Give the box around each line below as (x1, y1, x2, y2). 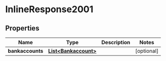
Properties (5, 24, 40, 33)
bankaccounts (8, 47, 44, 54)
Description (101, 39, 130, 46)
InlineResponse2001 (5, 4, 94, 15)
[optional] (135, 47, 159, 54)
